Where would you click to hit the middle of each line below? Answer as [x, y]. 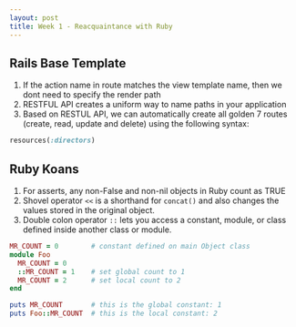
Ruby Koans [44, 169]
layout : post [34, 18]
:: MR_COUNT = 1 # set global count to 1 [101, 271]
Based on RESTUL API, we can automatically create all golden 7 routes [155, 114]
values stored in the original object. [88, 210]
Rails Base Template [68, 63]
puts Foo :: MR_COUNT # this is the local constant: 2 [114, 314]
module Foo [30, 255]
